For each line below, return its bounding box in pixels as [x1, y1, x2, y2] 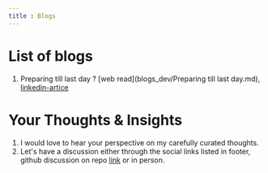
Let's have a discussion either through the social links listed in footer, [19, 146, 251, 156]
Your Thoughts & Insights [8, 110, 183, 129]
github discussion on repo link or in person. [19, 155, 165, 165]
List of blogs [8, 46, 93, 65]
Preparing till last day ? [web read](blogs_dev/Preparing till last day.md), [19, 74, 261, 84]
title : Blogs [8, 11, 57, 20]
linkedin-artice [19, 82, 69, 92]
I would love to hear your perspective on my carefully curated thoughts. [19, 137, 259, 147]
